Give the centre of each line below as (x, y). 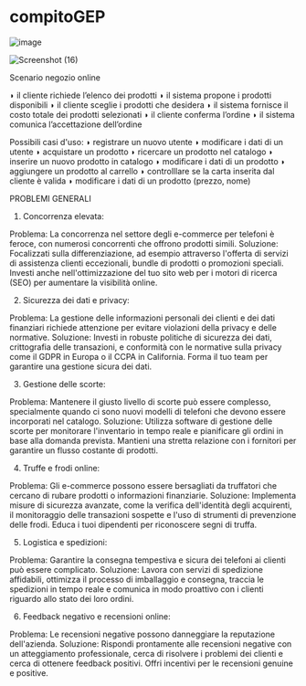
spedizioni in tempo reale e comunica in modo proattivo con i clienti (137, 589)
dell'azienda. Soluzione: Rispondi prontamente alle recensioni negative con (151, 644)
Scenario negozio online (55, 77)
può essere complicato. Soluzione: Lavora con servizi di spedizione (136, 569)
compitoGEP (58, 17)
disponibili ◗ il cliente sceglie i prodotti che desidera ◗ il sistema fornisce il (149, 105)
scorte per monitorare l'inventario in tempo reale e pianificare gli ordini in (147, 430)
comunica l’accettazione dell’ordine (76, 124)
